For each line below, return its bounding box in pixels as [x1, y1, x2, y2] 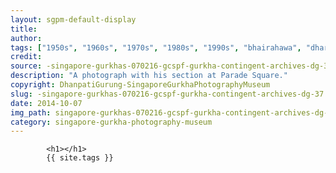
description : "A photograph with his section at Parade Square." [10, 71, 288, 81]
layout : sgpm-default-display [10, 14, 137, 25]
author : [10, 33, 43, 43]
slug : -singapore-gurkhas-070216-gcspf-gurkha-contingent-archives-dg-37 [10, 89, 325, 99]
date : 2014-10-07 [10, 98, 83, 108]
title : [10, 24, 38, 34]
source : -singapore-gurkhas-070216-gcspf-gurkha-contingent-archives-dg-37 [10, 61, 333, 71]
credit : [10, 52, 43, 62]
